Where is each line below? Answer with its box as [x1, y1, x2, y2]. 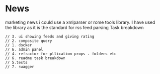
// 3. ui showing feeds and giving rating [5, 34, 94, 39]
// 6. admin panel [5, 47, 43, 52]
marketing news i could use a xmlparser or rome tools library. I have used [5, 19, 156, 25]
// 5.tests [5, 60, 28, 65]
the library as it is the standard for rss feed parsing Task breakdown [5, 24, 144, 30]
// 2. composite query [5, 38, 52, 43]
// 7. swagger [5, 64, 35, 69]
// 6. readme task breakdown [5, 55, 66, 61]
